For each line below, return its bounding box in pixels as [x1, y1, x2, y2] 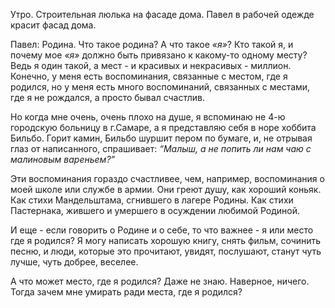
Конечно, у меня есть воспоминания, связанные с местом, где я [10, 70, 288, 82]
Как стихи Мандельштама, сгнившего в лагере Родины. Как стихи [10, 194, 294, 206]
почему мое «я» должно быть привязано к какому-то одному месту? [10, 49, 308, 61]
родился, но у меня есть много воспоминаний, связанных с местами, [10, 81, 311, 93]
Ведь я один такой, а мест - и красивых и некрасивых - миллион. [10, 60, 292, 71]
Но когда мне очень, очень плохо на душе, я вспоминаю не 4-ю [10, 111, 286, 123]
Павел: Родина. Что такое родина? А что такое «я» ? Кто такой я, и [10, 39, 294, 50]
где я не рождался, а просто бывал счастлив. [10, 92, 206, 103]
